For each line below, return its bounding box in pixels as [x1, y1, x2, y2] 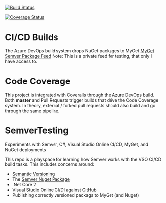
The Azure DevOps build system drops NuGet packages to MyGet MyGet [5, 47, 155, 54]
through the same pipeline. [5, 108, 60, 114]
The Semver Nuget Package [12, 176, 70, 182]
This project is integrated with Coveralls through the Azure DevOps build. [5, 92, 155, 98]
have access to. [5, 58, 38, 64]
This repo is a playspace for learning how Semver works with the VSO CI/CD [5, 156, 162, 162]
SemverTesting [5, 125, 69, 136]
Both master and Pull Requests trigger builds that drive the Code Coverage [5, 97, 159, 103]
